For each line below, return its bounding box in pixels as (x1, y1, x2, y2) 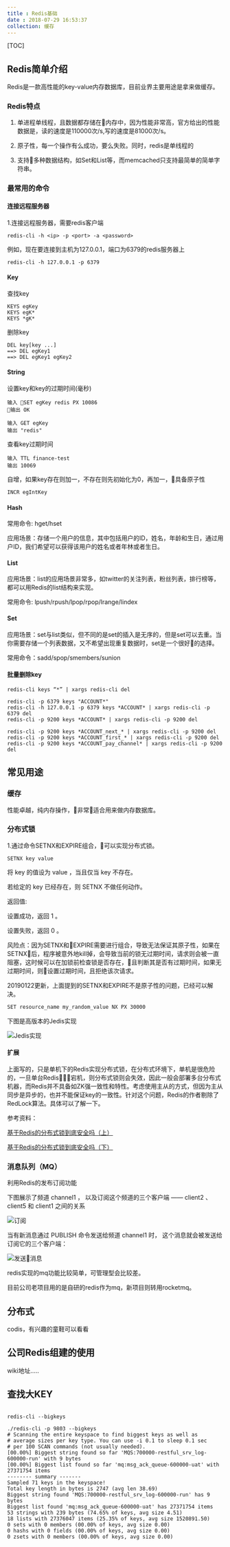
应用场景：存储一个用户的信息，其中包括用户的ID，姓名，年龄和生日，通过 (7, 534, 218, 542)
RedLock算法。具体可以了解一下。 (7, 1099, 104, 1107)
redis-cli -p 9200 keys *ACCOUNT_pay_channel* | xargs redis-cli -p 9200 (7, 740, 223, 747)
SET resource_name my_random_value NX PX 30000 (7, 1003, 146, 1010)
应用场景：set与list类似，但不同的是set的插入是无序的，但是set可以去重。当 (7, 630, 222, 638)
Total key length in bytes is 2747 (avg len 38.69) (7, 1485, 158, 1492)
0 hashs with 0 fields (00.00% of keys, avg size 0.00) (7, 1527, 170, 1534)
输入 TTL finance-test (7, 455, 70, 462)
